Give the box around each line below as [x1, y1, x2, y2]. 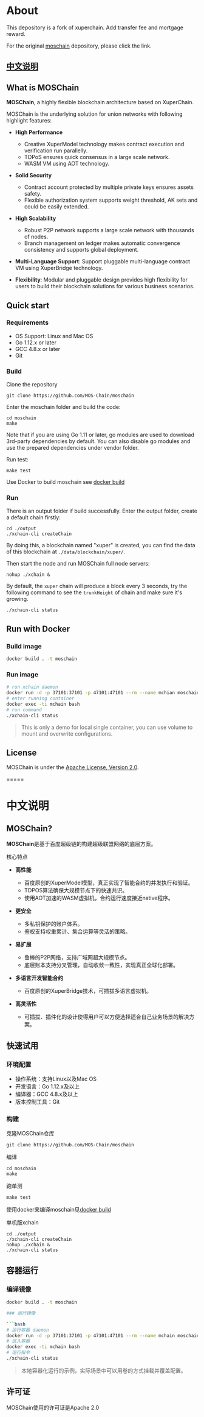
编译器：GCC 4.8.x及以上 [15, 1090, 78, 1098]
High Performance [15, 129, 63, 136]
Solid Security [15, 172, 52, 179]
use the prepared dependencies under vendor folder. [6, 444, 139, 452]
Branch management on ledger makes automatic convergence [24, 240, 180, 247]
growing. [6, 595, 29, 603]
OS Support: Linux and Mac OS [15, 332, 93, 339]
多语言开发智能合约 [15, 975, 64, 982]
